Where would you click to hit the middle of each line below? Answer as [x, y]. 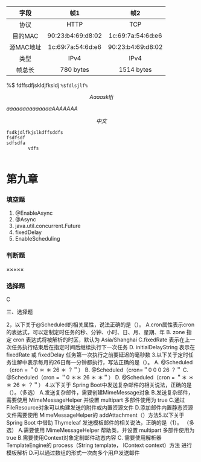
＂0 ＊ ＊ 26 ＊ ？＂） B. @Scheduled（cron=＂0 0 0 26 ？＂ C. [109, 370]
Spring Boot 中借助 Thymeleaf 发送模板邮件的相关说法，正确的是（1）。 [94, 423]
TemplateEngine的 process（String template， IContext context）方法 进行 [99, 445]
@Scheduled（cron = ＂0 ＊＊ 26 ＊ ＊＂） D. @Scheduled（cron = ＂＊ [97, 378]
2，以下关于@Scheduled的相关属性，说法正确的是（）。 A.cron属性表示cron [101, 324]
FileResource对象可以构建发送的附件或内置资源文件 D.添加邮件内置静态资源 [100, 408]
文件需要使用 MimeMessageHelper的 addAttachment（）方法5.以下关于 [95, 415]
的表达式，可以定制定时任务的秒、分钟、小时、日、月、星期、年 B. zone [96, 332]
